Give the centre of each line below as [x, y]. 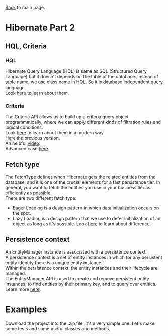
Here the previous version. [33, 138]
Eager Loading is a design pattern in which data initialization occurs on [86, 208]
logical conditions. [24, 127]
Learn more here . [23, 289]
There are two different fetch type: [41, 198]
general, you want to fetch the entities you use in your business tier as [78, 187]
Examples [26, 309]
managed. [16, 273]
